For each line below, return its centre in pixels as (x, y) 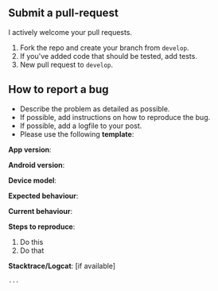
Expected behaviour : (43, 196)
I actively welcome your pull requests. (70, 32)
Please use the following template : (77, 134)
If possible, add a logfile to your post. (81, 126)
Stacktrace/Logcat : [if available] (62, 266)
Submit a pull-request (64, 13)
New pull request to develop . (66, 64)
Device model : (33, 180)
